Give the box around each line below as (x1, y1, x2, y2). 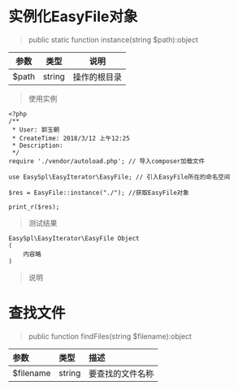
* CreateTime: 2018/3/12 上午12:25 (11, 134, 130, 142)
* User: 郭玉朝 (11, 125, 60, 134)
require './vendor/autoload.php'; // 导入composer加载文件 (8, 157, 206, 165)
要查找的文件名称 (89, 367, 154, 379)
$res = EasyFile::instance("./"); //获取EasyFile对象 (8, 188, 189, 197)
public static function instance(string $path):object (28, 34, 199, 45)
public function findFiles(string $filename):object (28, 331, 193, 341)
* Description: (11, 141, 63, 149)
